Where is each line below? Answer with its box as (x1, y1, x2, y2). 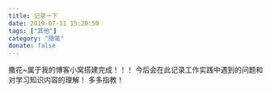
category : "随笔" (8, 34, 65, 43)
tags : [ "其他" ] (8, 27, 57, 35)
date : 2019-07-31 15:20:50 (8, 19, 100, 27)
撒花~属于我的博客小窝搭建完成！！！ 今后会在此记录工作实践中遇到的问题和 (8, 65, 264, 75)
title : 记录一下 (8, 11, 58, 20)
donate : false (8, 42, 57, 50)
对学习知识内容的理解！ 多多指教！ (8, 75, 124, 85)
